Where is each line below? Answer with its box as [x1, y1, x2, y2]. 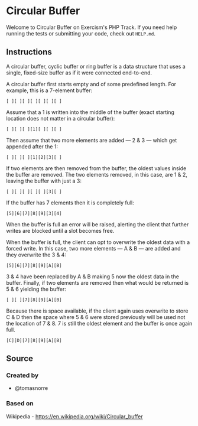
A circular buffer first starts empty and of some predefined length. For [6, 80, 176, 87]
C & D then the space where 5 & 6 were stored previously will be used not [6, 313, 186, 320]
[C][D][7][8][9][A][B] [6, 337, 62, 343]
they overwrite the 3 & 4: [6, 251, 67, 258]
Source [6, 353, 34, 364]
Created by [6, 371, 39, 379]
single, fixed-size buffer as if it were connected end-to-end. [6, 69, 152, 76]
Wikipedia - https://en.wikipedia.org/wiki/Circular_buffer [6, 412, 143, 420]
